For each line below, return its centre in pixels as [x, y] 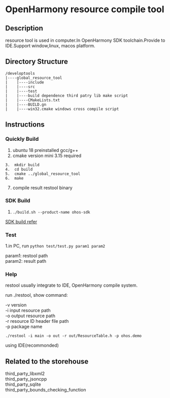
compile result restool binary [42, 188]
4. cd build [19, 169]
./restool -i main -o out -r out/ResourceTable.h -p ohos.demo [74, 336]
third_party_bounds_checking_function [46, 390]
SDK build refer [21, 222]
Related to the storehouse [47, 361]
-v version [16, 305]
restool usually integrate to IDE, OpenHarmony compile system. [72, 285]
